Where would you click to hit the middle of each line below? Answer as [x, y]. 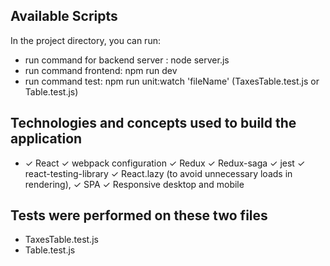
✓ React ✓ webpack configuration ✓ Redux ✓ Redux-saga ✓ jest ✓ [165, 163]
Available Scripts [64, 16]
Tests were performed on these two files [139, 215]
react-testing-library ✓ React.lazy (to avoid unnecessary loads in [158, 173]
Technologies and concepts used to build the [153, 123]
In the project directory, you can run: [85, 40]
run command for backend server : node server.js [127, 60]
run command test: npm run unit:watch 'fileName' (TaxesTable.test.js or [172, 81]
